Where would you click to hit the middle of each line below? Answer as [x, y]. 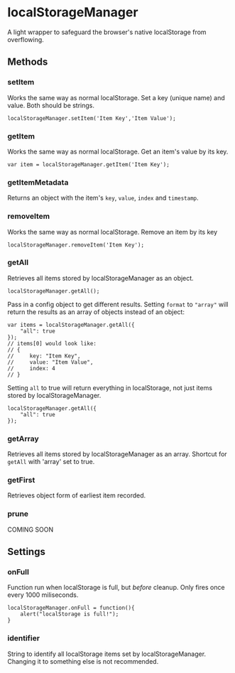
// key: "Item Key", [44, 356]
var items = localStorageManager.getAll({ [71, 325]
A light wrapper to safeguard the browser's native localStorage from [107, 32]
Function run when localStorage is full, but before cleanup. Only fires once [116, 588]
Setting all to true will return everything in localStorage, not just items [110, 387]
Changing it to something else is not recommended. [83, 661]
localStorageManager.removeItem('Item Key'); [76, 245]
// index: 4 [31, 368]
